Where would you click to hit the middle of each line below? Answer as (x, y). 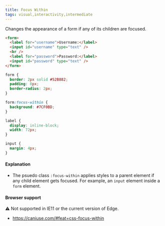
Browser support (23, 197)
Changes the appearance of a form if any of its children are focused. (76, 28)
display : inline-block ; (34, 125)
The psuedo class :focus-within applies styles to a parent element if (83, 175)
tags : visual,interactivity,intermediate (49, 14)
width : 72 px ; (23, 130)
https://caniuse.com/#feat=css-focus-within (58, 218)
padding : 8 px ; (24, 84)
